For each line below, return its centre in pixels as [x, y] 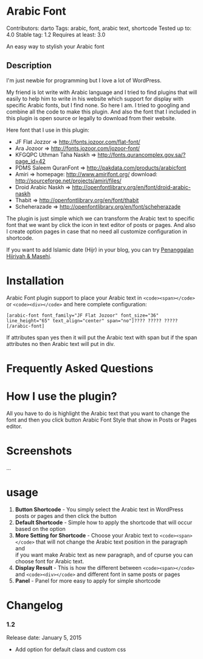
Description [29, 66]
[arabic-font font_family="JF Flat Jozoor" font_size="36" [83, 315]
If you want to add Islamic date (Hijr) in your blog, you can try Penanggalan [100, 250]
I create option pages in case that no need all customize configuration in [97, 231]
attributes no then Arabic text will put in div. [61, 344]
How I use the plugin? [62, 396]
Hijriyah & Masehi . [29, 256]
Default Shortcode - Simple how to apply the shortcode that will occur [104, 522]
